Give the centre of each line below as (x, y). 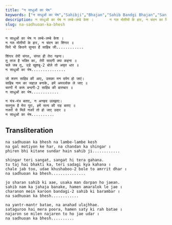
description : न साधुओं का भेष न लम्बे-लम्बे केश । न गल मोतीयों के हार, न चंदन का (84, 19)
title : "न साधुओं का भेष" (29, 10)
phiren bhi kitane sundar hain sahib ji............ (63, 151)
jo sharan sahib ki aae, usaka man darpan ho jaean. (63, 182)
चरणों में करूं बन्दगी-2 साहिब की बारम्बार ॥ (39, 88)
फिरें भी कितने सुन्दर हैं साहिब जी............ (45, 47)
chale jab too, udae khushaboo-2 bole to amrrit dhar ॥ (66, 169)
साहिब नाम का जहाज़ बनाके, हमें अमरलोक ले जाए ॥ (47, 83)
